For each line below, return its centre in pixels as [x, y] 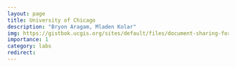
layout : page [26, 14]
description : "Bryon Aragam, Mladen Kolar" [72, 27]
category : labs [29, 46]
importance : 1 [28, 40]
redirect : [22, 53]
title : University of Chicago [52, 20]
